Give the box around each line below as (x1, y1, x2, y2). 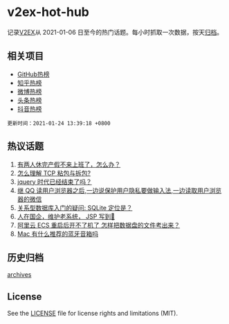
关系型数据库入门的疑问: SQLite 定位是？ (17, 203, 133, 212)
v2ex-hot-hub (7, 4, 90, 20)
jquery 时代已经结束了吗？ (17, 178, 92, 186)
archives (7, 271, 32, 279)
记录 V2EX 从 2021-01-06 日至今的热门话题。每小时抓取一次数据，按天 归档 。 (7, 28, 223, 36)
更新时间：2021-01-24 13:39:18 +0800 (7, 119, 111, 127)
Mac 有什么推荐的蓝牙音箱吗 (17, 230, 99, 238)
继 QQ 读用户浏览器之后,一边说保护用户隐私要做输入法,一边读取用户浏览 (17, 186, 222, 194)
